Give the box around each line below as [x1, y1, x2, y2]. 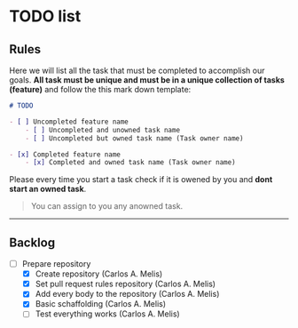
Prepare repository [21, 259, 91, 269]
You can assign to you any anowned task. [30, 201, 184, 212]
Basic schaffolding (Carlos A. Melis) [35, 299, 167, 309]
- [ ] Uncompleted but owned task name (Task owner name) [25, 133, 244, 143]
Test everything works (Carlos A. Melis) [35, 308, 180, 319]
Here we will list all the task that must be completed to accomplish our [9, 65, 265, 76]
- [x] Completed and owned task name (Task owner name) [25, 158, 237, 167]
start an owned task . [9, 184, 87, 195]
